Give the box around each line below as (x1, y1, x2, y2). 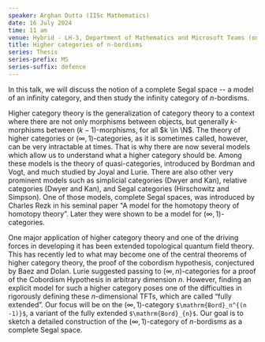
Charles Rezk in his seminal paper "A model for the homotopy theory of (8, 201, 240, 210)
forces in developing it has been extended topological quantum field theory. (8, 241, 255, 250)
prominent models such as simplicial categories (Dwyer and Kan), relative (8, 175, 247, 185)
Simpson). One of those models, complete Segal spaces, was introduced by (8, 192, 255, 201)
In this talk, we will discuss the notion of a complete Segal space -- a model (8, 85, 254, 94)
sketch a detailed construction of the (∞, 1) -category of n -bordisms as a (8, 317, 243, 326)
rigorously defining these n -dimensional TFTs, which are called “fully (8, 291, 233, 301)
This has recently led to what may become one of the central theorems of (8, 250, 247, 259)
